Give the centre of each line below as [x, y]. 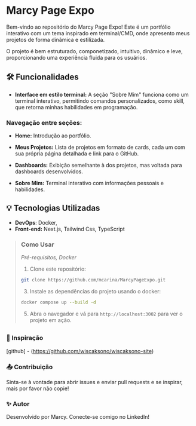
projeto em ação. [50, 320]
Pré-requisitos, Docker [48, 258]
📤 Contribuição [30, 367]
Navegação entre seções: [44, 122]
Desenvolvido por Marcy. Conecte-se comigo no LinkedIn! [78, 417]
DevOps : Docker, [36, 222]
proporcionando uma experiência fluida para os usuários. [77, 57]
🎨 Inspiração [25, 338]
